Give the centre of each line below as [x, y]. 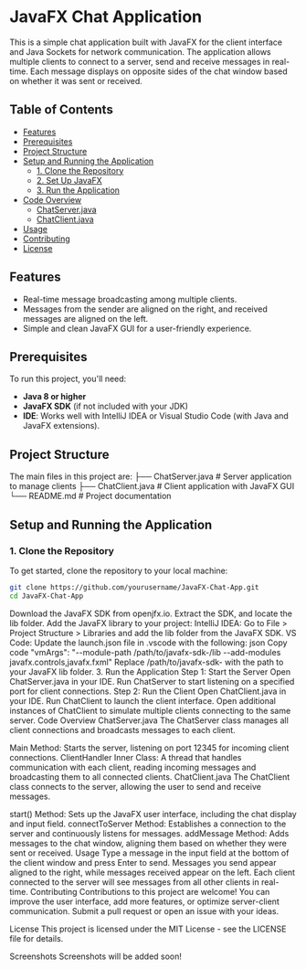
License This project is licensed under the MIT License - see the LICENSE [148, 929]
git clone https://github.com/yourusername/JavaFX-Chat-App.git [134, 587]
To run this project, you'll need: [68, 379]
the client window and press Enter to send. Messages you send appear [143, 862]
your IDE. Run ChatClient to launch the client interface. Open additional [143, 700]
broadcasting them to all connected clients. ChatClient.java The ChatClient [150, 777]
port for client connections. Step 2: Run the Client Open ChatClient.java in [148, 691]
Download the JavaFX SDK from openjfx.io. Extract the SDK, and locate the [151, 613]
